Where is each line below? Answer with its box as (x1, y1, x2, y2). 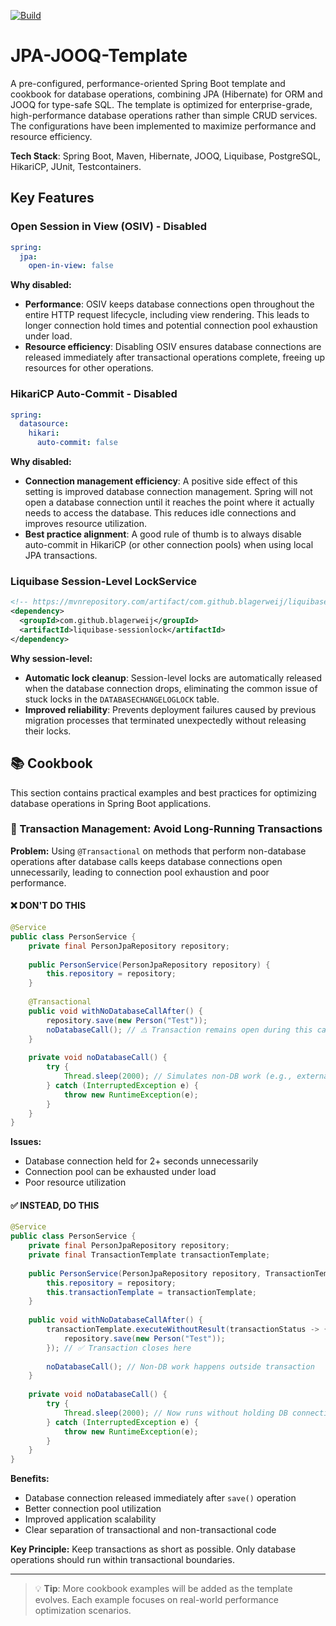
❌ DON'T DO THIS (10, 900, 87, 912)
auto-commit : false (36, 438, 118, 448)
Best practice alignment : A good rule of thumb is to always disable (24, 528, 302, 540)
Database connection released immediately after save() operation (24, 1492, 297, 1504)
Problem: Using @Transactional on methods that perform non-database (10, 845, 307, 857)
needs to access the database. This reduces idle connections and (24, 507, 297, 519)
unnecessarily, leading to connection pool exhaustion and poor (10, 866, 270, 878)
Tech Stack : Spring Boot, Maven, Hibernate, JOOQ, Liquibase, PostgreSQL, (10, 150, 321, 162)
